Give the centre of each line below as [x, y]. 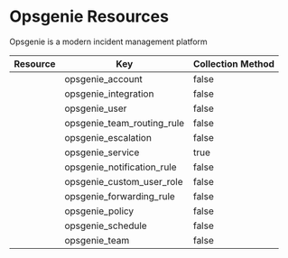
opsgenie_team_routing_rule [125, 123]
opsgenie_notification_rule [121, 167]
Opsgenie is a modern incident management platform [108, 41]
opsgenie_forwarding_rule [120, 196]
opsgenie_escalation [108, 137]
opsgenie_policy [99, 211]
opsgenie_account [103, 78]
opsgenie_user [96, 108]
